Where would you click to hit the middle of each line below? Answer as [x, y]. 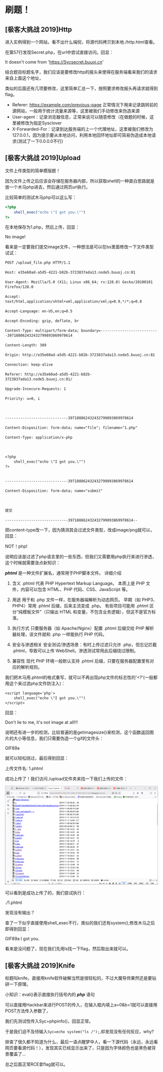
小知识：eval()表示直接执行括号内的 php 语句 [50, 995]
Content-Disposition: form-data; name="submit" [54, 491]
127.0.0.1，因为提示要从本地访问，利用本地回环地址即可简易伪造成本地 [82, 135]
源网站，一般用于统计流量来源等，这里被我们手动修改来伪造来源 [76, 111]
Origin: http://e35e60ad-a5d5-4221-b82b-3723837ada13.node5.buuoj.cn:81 [80, 355]
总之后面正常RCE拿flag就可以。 [36, 1064]
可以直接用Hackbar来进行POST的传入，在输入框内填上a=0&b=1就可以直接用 [81, 1005]
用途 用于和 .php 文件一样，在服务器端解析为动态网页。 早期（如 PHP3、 [85, 600]
